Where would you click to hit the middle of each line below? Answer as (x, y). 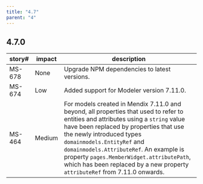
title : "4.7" (23, 12)
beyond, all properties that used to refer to (124, 111)
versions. (77, 77)
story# (19, 59)
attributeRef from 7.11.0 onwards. (114, 172)
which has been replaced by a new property (126, 165)
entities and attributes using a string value (124, 119)
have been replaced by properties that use (124, 126)
